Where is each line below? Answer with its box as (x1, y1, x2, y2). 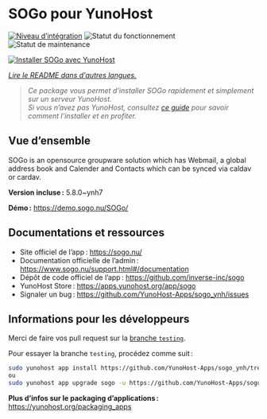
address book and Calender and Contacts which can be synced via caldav (8, 164, 252, 173)
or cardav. (8, 172, 42, 181)
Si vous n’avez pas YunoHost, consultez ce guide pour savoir (27, 103, 229, 112)
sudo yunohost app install (8, 364, 98, 372)
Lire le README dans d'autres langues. (8, 70, 137, 80)
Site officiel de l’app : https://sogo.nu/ (19, 247, 143, 257)
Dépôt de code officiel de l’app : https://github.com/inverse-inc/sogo (19, 272, 245, 282)
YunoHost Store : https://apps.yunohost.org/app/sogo (19, 281, 196, 290)
